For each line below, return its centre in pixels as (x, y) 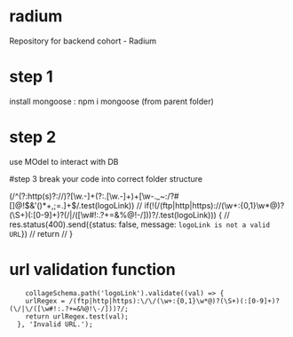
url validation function (92, 270)
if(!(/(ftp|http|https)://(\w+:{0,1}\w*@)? (214, 205)
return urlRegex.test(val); (77, 317)
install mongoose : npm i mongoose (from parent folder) (112, 101)
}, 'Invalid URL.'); (55, 324)
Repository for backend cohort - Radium (83, 41)
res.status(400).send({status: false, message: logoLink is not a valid (140, 224)
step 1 (31, 77)
